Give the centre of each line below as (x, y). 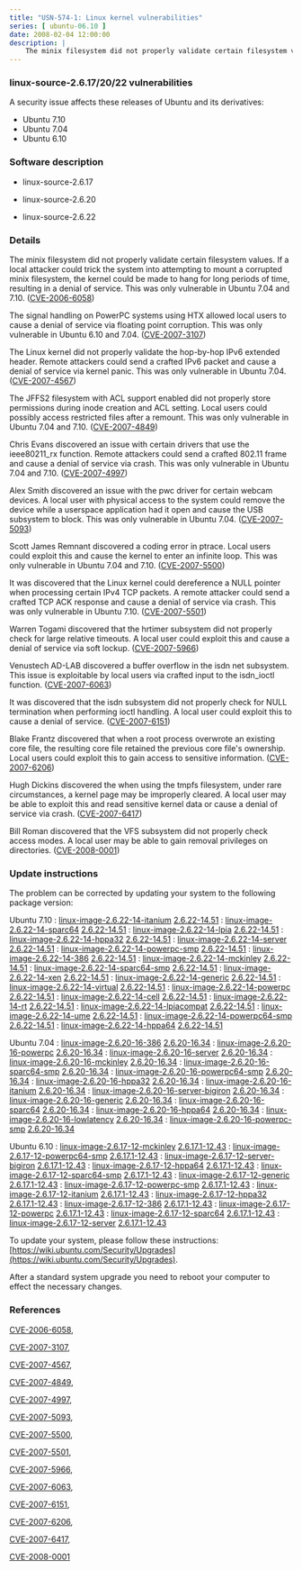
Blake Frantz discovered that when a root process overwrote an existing (142, 739)
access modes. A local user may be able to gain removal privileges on (138, 841)
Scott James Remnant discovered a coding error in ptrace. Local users (140, 547)
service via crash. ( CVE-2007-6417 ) (76, 814)
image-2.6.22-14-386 (49, 958)
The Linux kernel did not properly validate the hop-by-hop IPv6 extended (145, 352)
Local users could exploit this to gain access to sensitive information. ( (139, 758)
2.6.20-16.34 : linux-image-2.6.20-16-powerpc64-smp (162, 1072)
